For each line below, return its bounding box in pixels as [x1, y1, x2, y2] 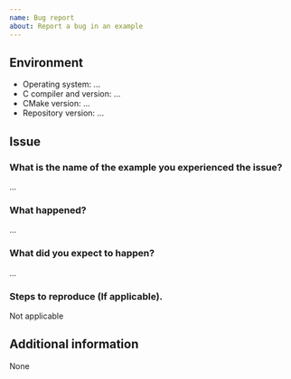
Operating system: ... [22, 79, 101, 90]
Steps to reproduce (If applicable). [9, 290, 164, 302]
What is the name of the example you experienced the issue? [9, 161, 283, 173]
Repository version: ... [22, 107, 105, 118]
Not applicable [9, 310, 64, 321]
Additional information [9, 337, 139, 352]
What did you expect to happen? [9, 247, 155, 260]
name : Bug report [9, 13, 75, 23]
